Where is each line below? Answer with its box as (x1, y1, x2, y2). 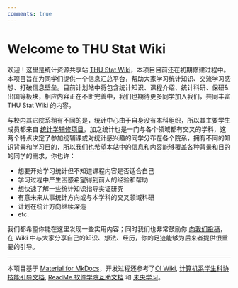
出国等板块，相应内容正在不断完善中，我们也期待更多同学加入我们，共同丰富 (7, 92, 231, 100)
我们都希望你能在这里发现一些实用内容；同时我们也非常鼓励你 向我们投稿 (7, 224, 220, 233)
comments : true (7, 10, 52, 18)
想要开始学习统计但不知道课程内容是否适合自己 (17, 166, 154, 175)
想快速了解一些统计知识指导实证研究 (17, 184, 124, 192)
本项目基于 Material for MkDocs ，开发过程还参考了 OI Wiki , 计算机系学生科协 (7, 264, 229, 272)
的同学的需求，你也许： (7, 151, 76, 160)
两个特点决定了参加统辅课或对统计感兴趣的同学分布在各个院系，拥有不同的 (7, 133, 225, 142)
